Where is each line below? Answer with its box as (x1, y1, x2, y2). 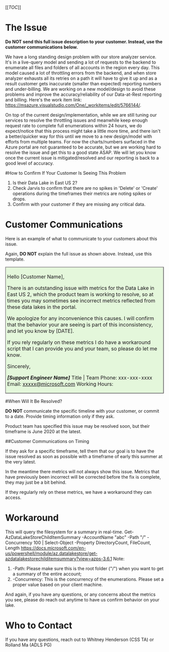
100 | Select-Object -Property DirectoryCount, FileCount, (33, 540, 151, 546)
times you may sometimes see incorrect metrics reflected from (7, 297, 156, 304)
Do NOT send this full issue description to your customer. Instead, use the (5, 38, 162, 44)
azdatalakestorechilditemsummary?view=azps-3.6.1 (5, 556, 112, 562)
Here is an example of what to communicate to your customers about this (5, 235, 157, 241)
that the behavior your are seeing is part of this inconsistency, (7, 321, 153, 328)
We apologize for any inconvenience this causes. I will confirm (7, 315, 154, 322)
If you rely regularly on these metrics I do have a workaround (7, 338, 151, 345)
